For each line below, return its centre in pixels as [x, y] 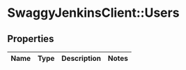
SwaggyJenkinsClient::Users [93, 13]
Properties [31, 39]
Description [81, 58]
